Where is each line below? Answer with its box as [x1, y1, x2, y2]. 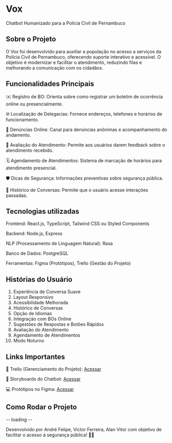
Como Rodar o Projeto [6, 403, 77, 412]
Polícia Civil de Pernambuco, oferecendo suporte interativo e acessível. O [6, 54, 161, 60]
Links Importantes [6, 352, 66, 361]
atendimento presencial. [6, 165, 57, 171]
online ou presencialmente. [6, 101, 63, 107]
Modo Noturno [13, 338, 45, 344]
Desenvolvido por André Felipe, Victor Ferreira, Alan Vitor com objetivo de [6, 426, 162, 432]
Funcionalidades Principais [6, 80, 94, 88]
